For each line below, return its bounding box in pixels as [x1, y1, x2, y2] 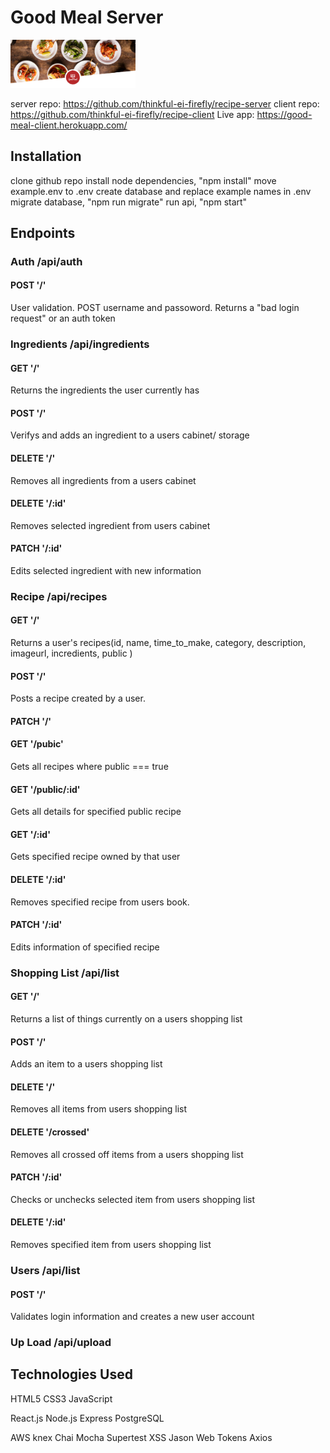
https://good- [256, 108, 313, 120]
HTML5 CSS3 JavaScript [10, 1392, 113, 1405]
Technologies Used [10, 1366, 133, 1383]
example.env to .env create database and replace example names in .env [10, 185, 312, 197]
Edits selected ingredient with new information [10, 564, 202, 576]
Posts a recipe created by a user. [10, 692, 146, 705]
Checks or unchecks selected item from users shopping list [10, 1193, 256, 1205]
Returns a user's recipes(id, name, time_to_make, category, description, [10, 637, 307, 649]
